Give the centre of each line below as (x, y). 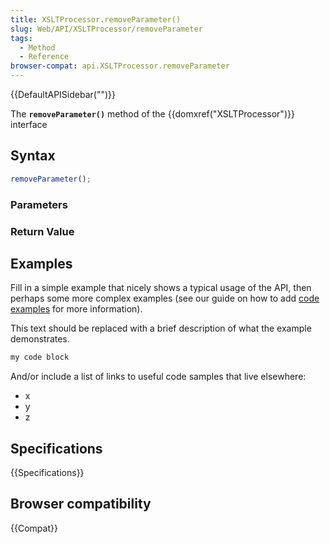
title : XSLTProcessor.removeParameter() (96, 19)
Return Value (42, 231)
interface (29, 124)
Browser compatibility (81, 504)
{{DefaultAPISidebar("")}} (63, 94)
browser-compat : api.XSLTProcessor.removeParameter (120, 66)
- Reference (44, 57)
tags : (21, 38)
